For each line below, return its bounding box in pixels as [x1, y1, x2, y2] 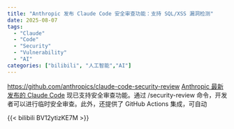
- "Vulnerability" [13, 50, 68, 56]
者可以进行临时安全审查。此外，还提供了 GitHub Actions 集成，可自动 [7, 99, 207, 108]
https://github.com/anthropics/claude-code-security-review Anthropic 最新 [7, 82, 224, 91]
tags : [7, 23, 23, 30]
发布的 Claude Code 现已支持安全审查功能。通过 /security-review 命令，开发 [7, 91, 228, 99]
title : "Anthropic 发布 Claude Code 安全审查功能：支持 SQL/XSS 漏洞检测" [7, 10, 214, 17]
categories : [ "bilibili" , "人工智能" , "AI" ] [7, 62, 131, 69]
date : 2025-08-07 [7, 17, 58, 24]
